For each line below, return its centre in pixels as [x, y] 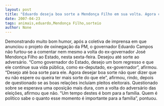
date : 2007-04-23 [23, 18]
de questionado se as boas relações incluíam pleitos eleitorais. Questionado [82, 83]
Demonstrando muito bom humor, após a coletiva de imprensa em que [76, 41]
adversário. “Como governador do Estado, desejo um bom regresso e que [79, 62]
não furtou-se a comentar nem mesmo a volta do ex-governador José [75, 52]
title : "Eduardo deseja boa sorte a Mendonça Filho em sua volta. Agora [81, 14]
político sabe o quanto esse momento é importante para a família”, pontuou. [81, 98]
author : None [18, 28]
